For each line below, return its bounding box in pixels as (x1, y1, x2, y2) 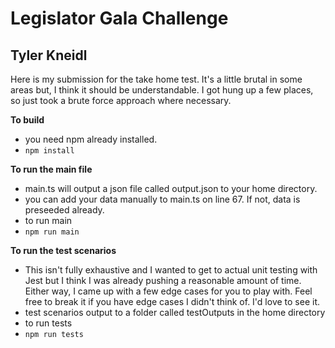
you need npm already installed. (24, 133, 158, 145)
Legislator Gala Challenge (10, 7, 229, 30)
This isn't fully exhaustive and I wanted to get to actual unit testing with (24, 264, 318, 276)
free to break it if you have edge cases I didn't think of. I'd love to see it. (24, 296, 321, 307)
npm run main (24, 227, 80, 237)
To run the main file (10, 163, 93, 175)
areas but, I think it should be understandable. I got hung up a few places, (10, 84, 314, 96)
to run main (24, 215, 73, 226)
